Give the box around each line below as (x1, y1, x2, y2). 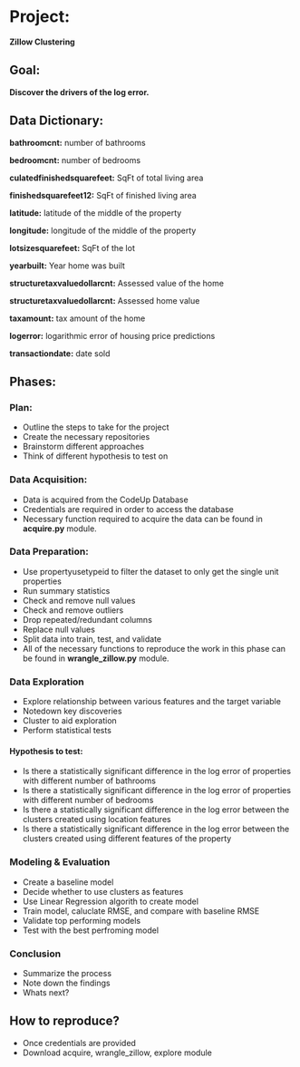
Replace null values (22, 624, 95, 635)
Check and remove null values (22, 595, 136, 606)
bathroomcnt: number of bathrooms (9, 137, 147, 148)
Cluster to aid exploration (22, 715, 118, 726)
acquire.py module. (22, 523, 97, 534)
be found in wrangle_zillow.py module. (22, 653, 169, 664)
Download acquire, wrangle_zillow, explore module (22, 1047, 213, 1058)
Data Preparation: (9, 546, 89, 558)
